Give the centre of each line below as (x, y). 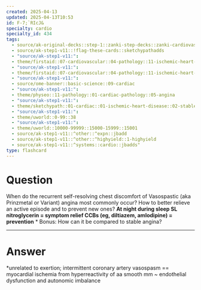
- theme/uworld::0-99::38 (44, 117)
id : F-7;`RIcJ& (25, 23)
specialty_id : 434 (29, 34)
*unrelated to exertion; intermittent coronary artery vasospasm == (88, 268)
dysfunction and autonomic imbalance (53, 280)
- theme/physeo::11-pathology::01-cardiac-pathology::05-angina (93, 95)
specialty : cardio (29, 28)
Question (29, 180)
